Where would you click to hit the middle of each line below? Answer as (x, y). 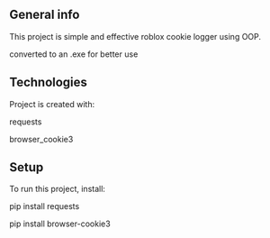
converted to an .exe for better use (74, 54)
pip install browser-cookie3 (60, 224)
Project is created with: (52, 104)
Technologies (49, 82)
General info (45, 15)
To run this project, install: (58, 189)
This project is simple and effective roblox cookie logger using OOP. (135, 36)
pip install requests (45, 206)
